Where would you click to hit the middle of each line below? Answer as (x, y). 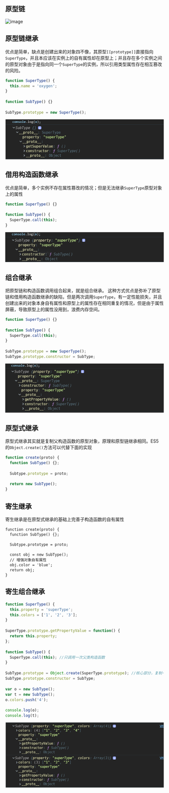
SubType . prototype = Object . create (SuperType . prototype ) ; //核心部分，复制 (84, 673)
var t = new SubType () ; (30, 694)
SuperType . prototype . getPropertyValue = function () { (63, 631)
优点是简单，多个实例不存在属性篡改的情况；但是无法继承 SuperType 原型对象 (84, 188)
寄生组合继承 (25, 592)
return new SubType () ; (33, 484)
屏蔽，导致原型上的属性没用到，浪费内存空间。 (54, 309)
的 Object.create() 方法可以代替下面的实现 (49, 447)
